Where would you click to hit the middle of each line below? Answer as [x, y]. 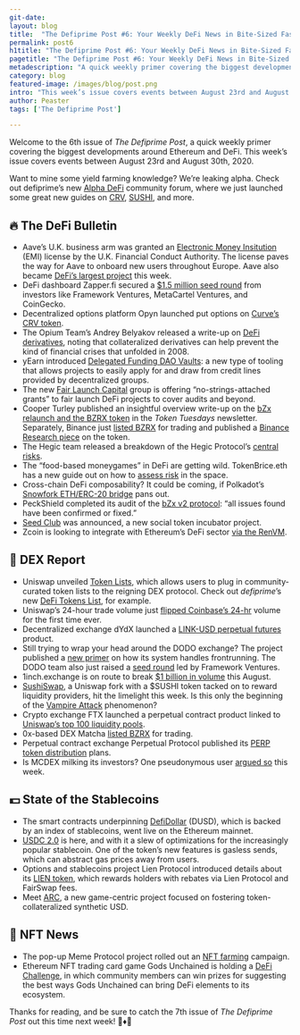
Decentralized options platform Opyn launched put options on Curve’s [150, 314]
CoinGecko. [44, 304]
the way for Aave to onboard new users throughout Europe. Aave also [150, 266]
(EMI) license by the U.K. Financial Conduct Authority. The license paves [155, 257]
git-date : [28, 17]
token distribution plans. [67, 753]
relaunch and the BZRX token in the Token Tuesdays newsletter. [140, 418]
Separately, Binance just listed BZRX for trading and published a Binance [156, 428]
